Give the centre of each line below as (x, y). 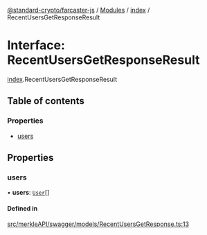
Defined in (22, 208)
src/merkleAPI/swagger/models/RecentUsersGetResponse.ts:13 (98, 224)
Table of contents (46, 101)
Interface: (36, 45)
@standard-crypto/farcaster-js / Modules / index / (79, 10)
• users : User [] (28, 193)
